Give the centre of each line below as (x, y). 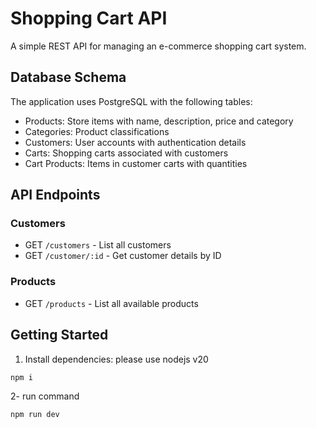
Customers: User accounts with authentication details (135, 142)
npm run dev (35, 414)
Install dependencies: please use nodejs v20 (116, 359)
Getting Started (59, 335)
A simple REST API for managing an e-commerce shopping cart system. (158, 46)
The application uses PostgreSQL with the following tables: (131, 101)
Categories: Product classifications (97, 131)
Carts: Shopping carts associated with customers (126, 153)
